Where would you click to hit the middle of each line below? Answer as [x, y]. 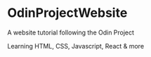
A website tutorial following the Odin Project [71, 32]
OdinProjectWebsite [67, 13]
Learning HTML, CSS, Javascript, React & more [76, 46]
